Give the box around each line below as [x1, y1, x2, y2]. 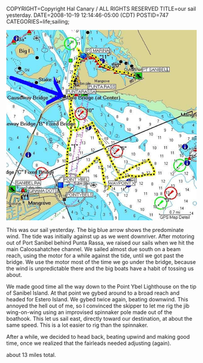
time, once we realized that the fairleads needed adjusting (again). [6, 339, 172, 347]
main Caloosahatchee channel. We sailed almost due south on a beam [6, 246, 181, 252]
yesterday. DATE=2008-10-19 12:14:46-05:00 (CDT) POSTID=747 [6, 11, 169, 19]
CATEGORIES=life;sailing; [6, 18, 69, 25]
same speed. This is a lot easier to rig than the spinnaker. [6, 321, 149, 329]
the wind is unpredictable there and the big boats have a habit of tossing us [6, 265, 195, 272]
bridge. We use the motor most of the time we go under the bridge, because [6, 259, 196, 265]
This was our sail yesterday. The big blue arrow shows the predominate [6, 226, 184, 233]
